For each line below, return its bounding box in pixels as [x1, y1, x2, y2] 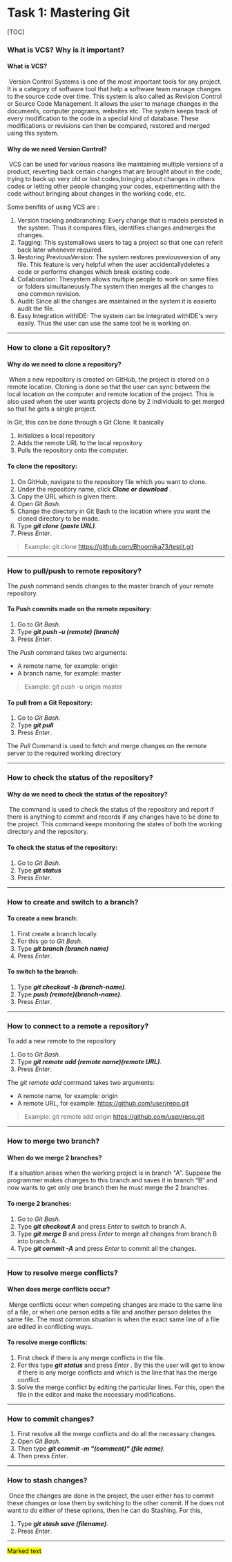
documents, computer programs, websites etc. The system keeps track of [7, 107, 218, 115]
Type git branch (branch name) [17, 944, 109, 952]
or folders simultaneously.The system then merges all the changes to [17, 282, 214, 291]
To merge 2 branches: [7, 1199, 72, 1207]
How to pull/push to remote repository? [7, 566, 142, 575]
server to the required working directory [7, 749, 122, 758]
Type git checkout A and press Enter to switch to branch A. [17, 1222, 186, 1230]
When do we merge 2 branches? [7, 1153, 102, 1162]
